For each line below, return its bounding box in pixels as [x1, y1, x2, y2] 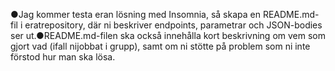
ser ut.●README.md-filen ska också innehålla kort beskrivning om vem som [10, 30, 326, 41]
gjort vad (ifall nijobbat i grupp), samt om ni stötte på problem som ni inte [10, 40, 311, 52]
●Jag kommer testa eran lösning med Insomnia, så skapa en [10, 9, 261, 20]
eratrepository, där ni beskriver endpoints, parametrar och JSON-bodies [24, 19, 323, 31]
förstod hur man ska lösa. [10, 51, 116, 63]
